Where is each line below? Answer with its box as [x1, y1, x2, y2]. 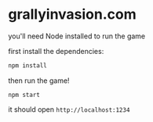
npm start [8, 91, 41, 99]
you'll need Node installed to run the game [8, 31, 146, 41]
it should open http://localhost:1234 [8, 104, 130, 114]
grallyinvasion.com [8, 5, 137, 23]
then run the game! [8, 76, 70, 85]
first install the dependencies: [8, 46, 104, 56]
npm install [8, 61, 47, 70]
